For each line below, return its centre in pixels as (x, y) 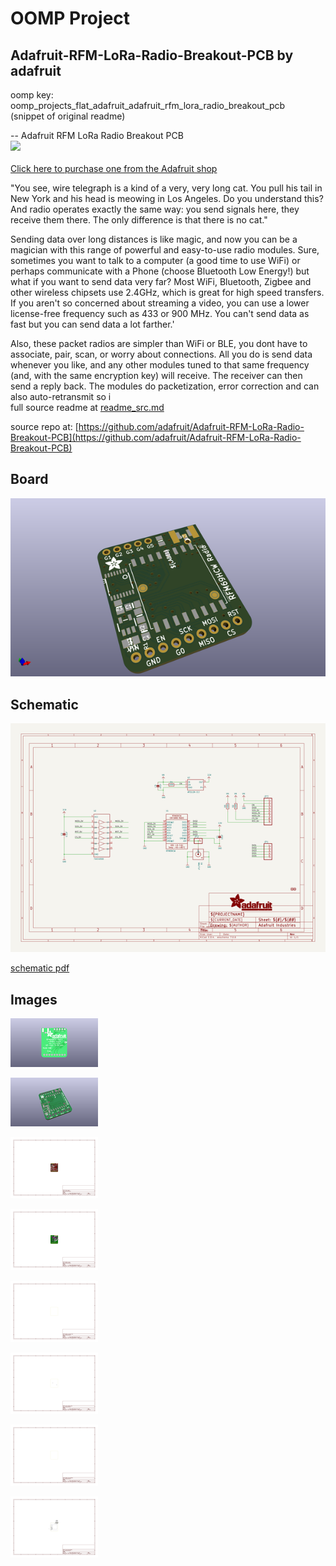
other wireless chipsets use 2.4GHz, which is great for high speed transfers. (167, 292)
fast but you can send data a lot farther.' (92, 324)
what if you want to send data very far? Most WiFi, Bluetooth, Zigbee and (161, 281)
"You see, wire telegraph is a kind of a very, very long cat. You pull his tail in (166, 188)
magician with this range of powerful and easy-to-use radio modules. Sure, (165, 250)
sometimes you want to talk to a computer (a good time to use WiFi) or (155, 260)
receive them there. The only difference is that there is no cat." (139, 220)
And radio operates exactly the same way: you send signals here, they (155, 209)
